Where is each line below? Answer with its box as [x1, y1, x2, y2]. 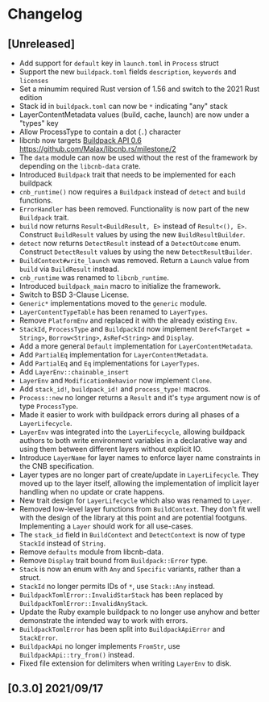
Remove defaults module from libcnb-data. [19, 547, 164, 557]
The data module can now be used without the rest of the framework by [19, 153, 259, 162]
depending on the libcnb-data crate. [19, 161, 142, 170]
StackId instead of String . [19, 538, 106, 548]
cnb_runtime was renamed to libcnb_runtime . [19, 273, 170, 282]
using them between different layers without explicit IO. [19, 445, 203, 453]
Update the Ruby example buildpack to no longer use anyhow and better [19, 607, 260, 616]
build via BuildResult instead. [19, 264, 120, 274]
